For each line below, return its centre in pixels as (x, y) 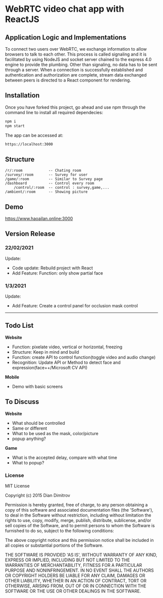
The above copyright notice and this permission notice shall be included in (79, 540)
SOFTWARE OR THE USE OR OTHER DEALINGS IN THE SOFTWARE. (73, 591)
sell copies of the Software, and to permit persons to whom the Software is (80, 525)
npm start (15, 126)
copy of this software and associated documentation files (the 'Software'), (79, 510)
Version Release (30, 234)
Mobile (12, 377)
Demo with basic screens (37, 386)
